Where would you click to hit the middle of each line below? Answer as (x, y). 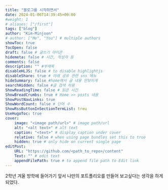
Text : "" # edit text (37, 156)
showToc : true (20, 43)
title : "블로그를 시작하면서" (32, 10)
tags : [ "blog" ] (21, 29)
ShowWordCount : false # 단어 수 (38, 104)
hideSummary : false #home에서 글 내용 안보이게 (51, 81)
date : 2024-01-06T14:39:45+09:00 (40, 15)
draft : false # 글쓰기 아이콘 (34, 52)
